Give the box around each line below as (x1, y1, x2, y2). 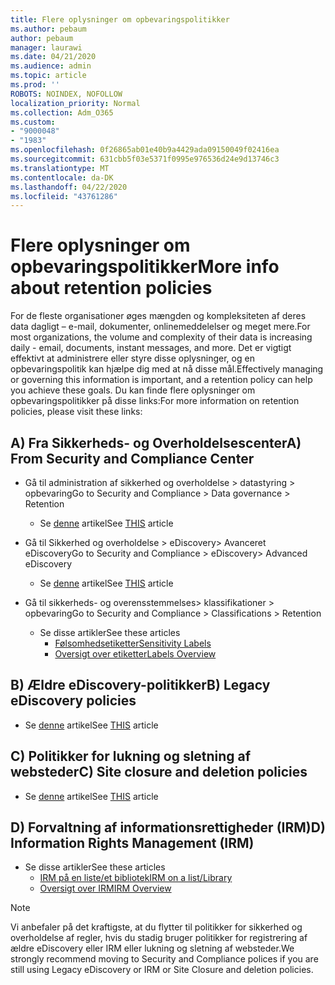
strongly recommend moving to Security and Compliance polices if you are (10, 953, 319, 965)
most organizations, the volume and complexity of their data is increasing (10, 331, 313, 343)
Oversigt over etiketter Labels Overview (54, 648, 217, 660)
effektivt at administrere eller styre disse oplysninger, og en (10, 352, 255, 365)
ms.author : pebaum (10, 24, 87, 34)
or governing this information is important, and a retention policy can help (10, 374, 313, 386)
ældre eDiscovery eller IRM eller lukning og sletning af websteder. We (10, 942, 295, 955)
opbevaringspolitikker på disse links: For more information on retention (10, 395, 300, 407)
